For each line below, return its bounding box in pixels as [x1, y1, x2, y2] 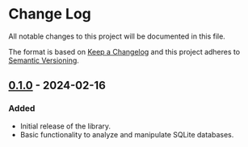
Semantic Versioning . [8, 55, 79, 65]
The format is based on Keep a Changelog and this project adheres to [8, 47, 241, 56]
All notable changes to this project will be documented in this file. [8, 31, 226, 41]
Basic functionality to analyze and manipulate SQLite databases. [19, 129, 234, 139]
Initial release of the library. [19, 121, 111, 131]
